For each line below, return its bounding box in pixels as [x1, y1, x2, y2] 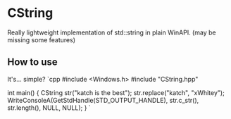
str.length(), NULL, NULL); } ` [7, 104, 92, 112]
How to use [7, 56, 58, 68]
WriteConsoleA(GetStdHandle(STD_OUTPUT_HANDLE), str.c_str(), [7, 96, 199, 104]
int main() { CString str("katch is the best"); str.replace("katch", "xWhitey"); [7, 88, 225, 96]
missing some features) [7, 35, 76, 44]
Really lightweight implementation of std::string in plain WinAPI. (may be [7, 28, 216, 37]
